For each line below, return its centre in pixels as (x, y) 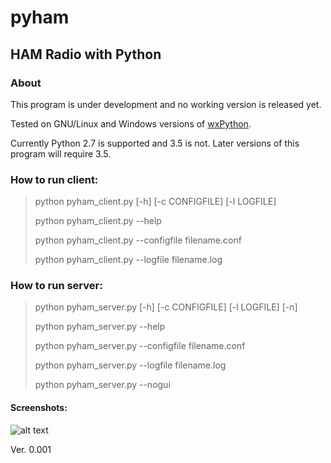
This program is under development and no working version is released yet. (166, 104)
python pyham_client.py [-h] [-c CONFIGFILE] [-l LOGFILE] (155, 202)
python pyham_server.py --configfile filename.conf (140, 346)
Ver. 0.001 (31, 449)
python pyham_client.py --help (98, 221)
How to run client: (54, 179)
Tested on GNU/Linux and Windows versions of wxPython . (131, 123)
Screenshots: (39, 408)
